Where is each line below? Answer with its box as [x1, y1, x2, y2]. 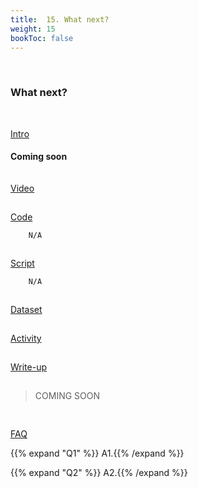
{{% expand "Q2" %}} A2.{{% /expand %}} [10, 466, 188, 478]
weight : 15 [10, 24, 56, 34]
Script [10, 257, 35, 269]
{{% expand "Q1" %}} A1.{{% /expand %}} [10, 447, 185, 459]
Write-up [10, 361, 48, 373]
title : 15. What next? [10, 14, 110, 25]
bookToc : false [10, 33, 74, 43]
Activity [10, 332, 42, 344]
